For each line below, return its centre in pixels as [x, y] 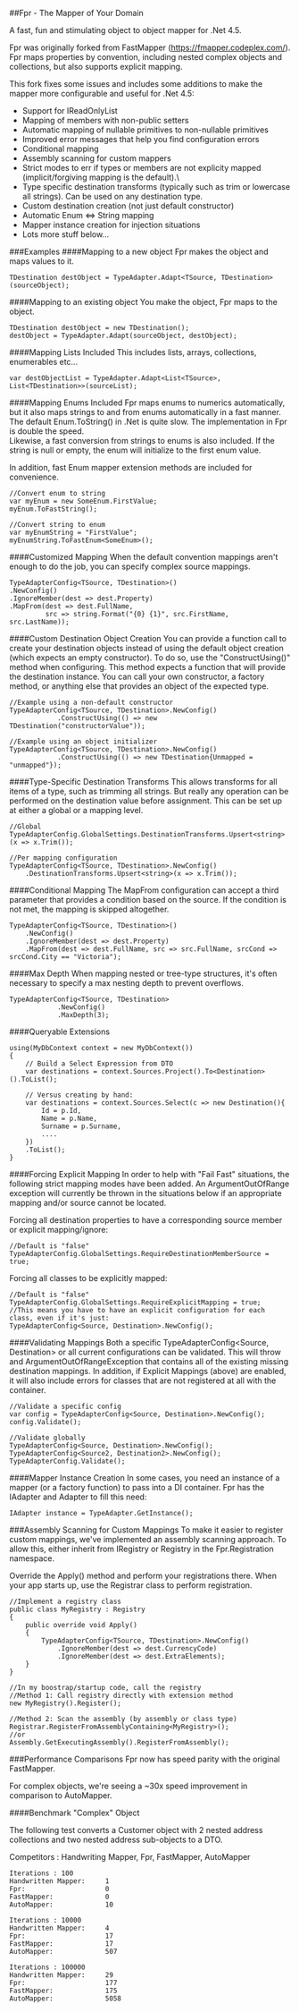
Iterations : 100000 [48, 1967]
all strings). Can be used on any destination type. [112, 196]
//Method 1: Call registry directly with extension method [121, 1695]
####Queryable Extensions [59, 1031]
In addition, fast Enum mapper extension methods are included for [131, 467]
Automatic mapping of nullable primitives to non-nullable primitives [145, 130]
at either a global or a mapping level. [76, 810]
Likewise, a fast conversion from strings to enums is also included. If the [142, 441]
